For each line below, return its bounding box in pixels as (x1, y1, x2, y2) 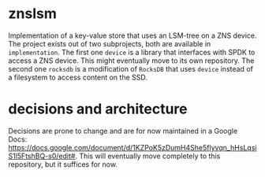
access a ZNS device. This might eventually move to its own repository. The (8, 56, 255, 65)
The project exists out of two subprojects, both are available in (8, 39, 211, 48)
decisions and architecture (8, 100, 188, 118)
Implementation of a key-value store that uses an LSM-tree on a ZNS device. (8, 31, 257, 40)
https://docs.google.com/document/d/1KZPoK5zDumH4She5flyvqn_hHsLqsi (8, 142, 257, 152)
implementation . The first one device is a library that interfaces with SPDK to (8, 47, 256, 57)
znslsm (8, 5, 57, 23)
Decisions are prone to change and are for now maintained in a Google (8, 126, 238, 135)
